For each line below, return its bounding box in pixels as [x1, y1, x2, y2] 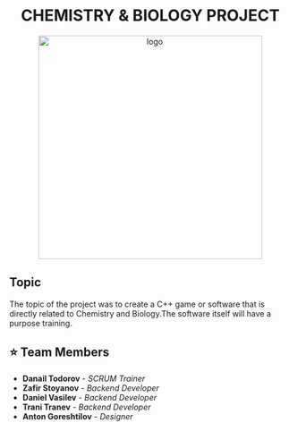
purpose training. [9, 317, 73, 328]
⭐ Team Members [9, 345, 110, 360]
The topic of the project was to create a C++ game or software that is [9, 299, 266, 309]
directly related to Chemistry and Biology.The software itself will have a [9, 308, 271, 318]
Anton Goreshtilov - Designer [21, 410, 133, 421]
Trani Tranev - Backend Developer [21, 401, 151, 412]
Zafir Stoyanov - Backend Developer [21, 382, 159, 393]
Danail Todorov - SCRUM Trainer [21, 373, 146, 384]
